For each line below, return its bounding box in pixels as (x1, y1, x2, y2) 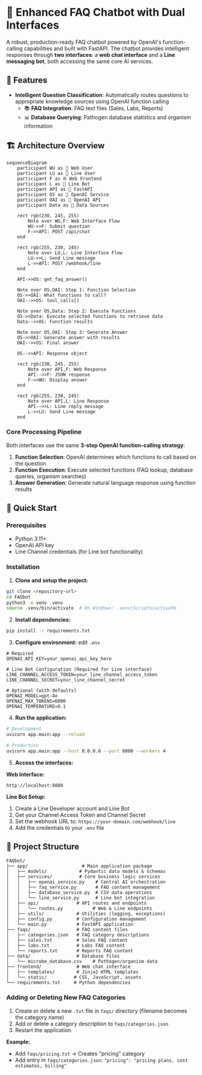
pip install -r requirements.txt (6, 628, 90, 634)
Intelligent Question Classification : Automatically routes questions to (14, 91, 189, 99)
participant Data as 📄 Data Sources (17, 202, 110, 208)
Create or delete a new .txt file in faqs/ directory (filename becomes (14, 1007, 188, 1014)
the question (14, 459, 46, 467)
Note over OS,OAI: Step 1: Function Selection (17, 287, 136, 293)
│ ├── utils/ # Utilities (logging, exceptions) (6, 910, 166, 916)
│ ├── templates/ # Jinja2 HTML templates (6, 968, 139, 975)
